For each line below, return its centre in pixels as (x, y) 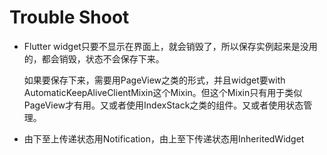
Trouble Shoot (69, 17)
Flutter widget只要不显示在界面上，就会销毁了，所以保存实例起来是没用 (170, 46)
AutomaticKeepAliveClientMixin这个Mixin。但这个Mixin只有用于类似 (163, 92)
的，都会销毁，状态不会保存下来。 (94, 58)
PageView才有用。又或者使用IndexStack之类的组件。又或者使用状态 (163, 105)
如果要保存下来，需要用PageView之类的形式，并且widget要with (154, 80)
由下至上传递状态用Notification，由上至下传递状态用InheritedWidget (164, 138)
